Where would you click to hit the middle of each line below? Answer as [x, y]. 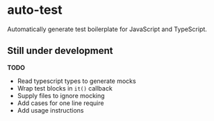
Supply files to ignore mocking [61, 95]
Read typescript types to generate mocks [77, 81]
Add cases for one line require [60, 103]
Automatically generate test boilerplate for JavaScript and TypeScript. [107, 29]
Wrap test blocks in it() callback [65, 88]
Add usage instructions [50, 110]
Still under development [60, 51]
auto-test [35, 10]
